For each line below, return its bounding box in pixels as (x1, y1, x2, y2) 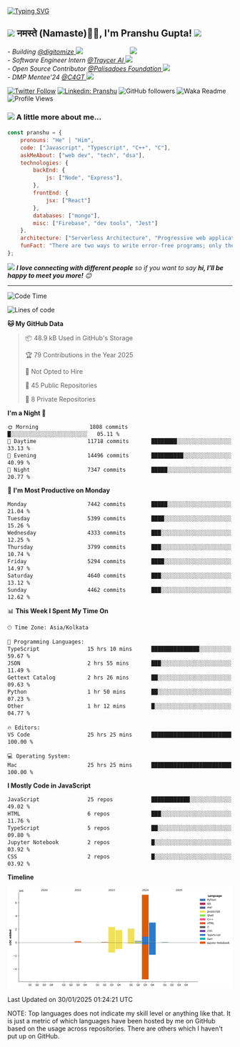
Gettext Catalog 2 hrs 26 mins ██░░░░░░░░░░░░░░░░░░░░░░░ (7, 674, 232, 681)
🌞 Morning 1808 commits (7, 423, 129, 430)
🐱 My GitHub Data (7, 319, 64, 328)
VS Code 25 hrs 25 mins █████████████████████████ (7, 731, 232, 738)
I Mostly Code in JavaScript (7, 781, 91, 790)
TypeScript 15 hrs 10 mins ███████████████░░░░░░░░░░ (7, 645, 232, 652)
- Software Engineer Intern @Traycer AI (7, 56, 124, 64)
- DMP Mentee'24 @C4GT (7, 72, 85, 81)
